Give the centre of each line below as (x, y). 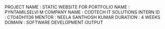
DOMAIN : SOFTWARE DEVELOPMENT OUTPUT (54, 22)
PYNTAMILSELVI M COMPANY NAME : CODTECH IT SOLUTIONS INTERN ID (82, 12)
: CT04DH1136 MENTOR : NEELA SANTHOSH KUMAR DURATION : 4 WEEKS (82, 17)
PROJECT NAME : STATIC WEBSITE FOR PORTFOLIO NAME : (67, 7)
